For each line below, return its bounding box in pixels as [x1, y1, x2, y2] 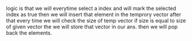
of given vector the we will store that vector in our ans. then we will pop [6, 23, 178, 30]
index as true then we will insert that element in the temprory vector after [6, 11, 181, 18]
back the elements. [6, 29, 53, 36]
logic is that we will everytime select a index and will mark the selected [6, 5, 176, 12]
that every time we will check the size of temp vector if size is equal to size [6, 17, 186, 24]
